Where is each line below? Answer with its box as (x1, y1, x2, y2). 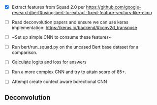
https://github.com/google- (86, 4, 141, 10)
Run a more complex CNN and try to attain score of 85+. (11, 69, 126, 75)
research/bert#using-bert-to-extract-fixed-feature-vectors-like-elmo (11, 10, 152, 16)
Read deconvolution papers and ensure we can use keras (11, 19, 128, 25)
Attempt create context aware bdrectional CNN (11, 79, 107, 85)
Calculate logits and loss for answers (11, 59, 87, 65)
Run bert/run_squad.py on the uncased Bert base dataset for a (11, 44, 139, 50)
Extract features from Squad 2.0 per (11, 4, 85, 10)
